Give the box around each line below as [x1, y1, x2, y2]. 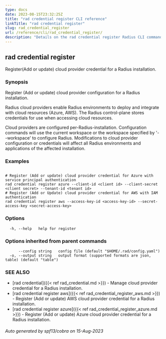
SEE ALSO [5, 268, 30, 275]
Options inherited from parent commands [5, 237, 107, 244]
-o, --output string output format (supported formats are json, [9, 253, 152, 258]
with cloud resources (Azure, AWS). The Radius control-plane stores [5, 110, 144, 115]
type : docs [5, 7, 28, 12]
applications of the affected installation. [5, 145, 85, 151]
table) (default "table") [5, 257, 58, 262]
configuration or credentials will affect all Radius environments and [5, 140, 141, 146]
